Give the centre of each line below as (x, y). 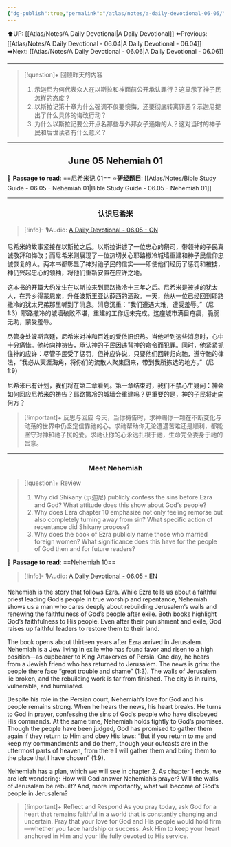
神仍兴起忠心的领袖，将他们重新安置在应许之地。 (76, 272)
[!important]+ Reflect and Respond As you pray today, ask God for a (120, 807)
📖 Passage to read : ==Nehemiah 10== (62, 562)
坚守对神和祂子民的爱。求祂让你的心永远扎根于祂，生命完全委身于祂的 (123, 435)
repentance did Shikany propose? (82, 527)
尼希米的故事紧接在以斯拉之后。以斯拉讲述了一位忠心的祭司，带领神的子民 (112, 246)
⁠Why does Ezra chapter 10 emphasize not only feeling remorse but (129, 512)
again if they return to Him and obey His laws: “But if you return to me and (112, 736)
